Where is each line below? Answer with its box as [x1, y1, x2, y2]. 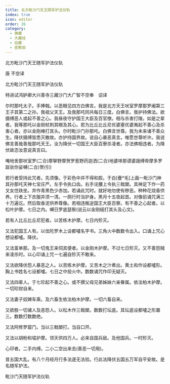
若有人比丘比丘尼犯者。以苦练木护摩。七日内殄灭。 [5, 217, 112, 223]
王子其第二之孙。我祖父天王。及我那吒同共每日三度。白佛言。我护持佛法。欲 [5, 109, 165, 115]
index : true [5, 12, 30, 17]
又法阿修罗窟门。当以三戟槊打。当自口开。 [5, 324, 94, 330]
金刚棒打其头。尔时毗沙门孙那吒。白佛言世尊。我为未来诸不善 [31, 127, 160, 134]
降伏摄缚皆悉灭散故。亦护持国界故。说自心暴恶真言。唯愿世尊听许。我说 [14, 134, 165, 140]
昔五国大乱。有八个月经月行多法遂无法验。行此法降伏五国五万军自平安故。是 [5, 356, 165, 362]
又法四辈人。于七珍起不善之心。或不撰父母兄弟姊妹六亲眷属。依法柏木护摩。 [5, 279, 165, 285]
